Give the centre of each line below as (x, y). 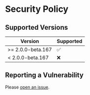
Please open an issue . (28, 87)
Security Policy (37, 9)
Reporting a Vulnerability (44, 75)
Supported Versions (36, 27)
